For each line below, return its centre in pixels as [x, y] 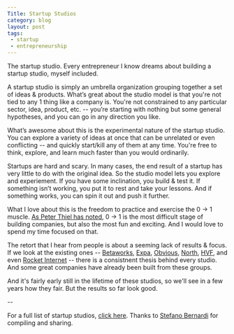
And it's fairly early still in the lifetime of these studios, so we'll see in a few [115, 281]
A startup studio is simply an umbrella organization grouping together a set [115, 87]
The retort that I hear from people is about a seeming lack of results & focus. [117, 245]
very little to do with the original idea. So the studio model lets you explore [114, 173]
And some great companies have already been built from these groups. [110, 267]
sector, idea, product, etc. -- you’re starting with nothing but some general [114, 109]
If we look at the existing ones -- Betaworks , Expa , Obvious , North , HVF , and [117, 253]
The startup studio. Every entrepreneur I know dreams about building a [109, 66]
